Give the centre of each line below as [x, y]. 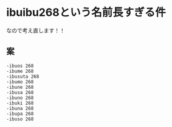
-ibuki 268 [20, 103]
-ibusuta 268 [23, 77]
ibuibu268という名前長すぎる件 [86, 12]
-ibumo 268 [20, 82]
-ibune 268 [20, 87]
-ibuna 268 [20, 108]
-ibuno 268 [20, 98]
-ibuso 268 [20, 119]
